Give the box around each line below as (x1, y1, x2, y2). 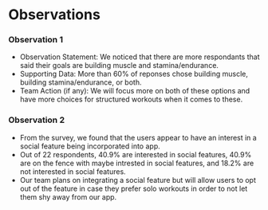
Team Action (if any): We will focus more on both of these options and (19, 86, 250, 96)
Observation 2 (8, 114, 65, 125)
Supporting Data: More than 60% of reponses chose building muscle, (19, 69, 249, 79)
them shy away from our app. (19, 192, 117, 201)
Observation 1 (8, 34, 64, 46)
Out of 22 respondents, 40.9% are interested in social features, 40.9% (19, 149, 252, 159)
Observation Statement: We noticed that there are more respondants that (19, 52, 260, 61)
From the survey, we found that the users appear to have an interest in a (19, 133, 257, 142)
